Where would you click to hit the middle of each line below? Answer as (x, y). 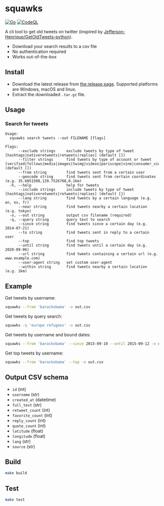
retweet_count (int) (31, 410)
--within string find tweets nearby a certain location (82, 267)
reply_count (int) (29, 420)
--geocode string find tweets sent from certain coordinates (87, 177)
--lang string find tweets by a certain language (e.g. (85, 198)
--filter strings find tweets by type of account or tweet (85, 160)
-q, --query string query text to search (60, 220)
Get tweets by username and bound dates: (48, 335)
